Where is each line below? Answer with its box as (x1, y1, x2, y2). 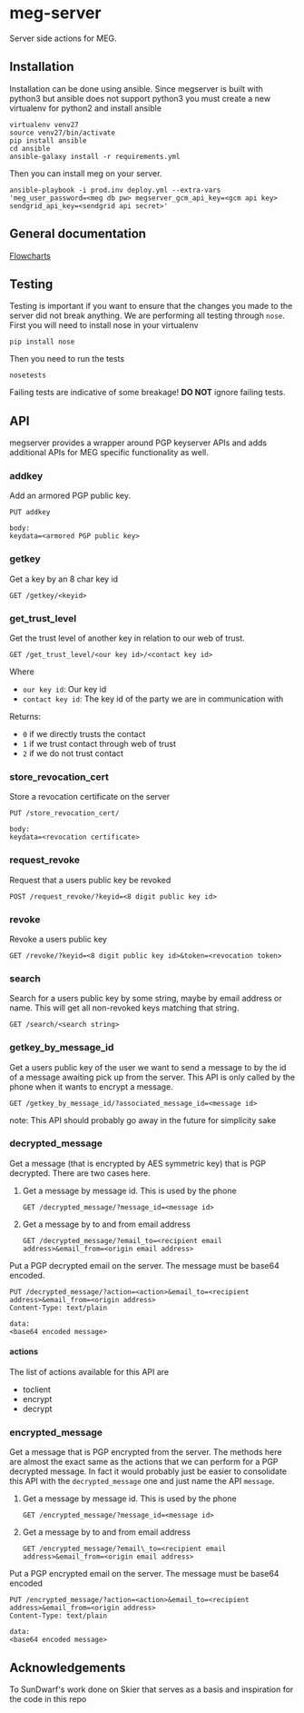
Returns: (9, 712, 42, 722)
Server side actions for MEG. (9, 33, 117, 44)
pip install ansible (9, 135, 88, 145)
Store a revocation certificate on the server (9, 792, 171, 802)
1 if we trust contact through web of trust (22, 739, 177, 750)
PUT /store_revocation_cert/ (9, 809, 120, 818)
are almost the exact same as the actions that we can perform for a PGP (9, 1457, 279, 1468)
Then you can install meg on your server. (9, 167, 162, 179)
